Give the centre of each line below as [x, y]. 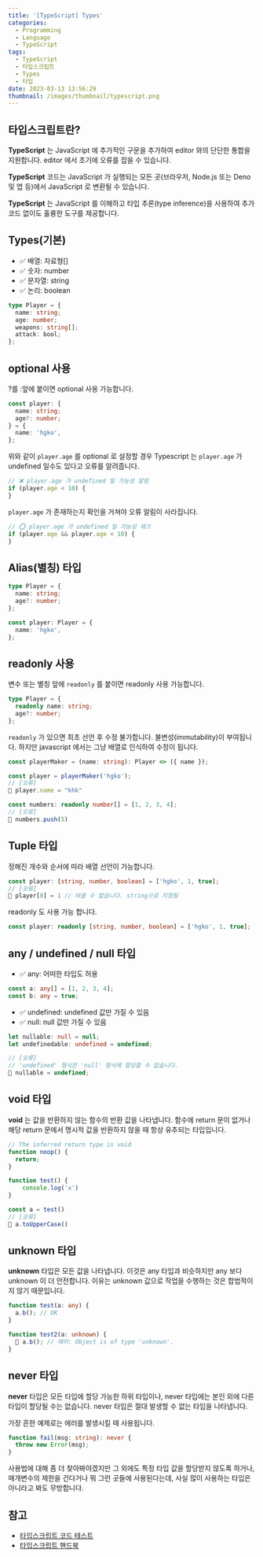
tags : [17, 52]
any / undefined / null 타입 [72, 953]
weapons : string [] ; [47, 327]
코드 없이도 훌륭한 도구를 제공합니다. [64, 213]
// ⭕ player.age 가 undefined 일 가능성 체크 [80, 527]
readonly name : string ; [54, 706]
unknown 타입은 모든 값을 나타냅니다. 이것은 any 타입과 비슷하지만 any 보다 [125, 1271]
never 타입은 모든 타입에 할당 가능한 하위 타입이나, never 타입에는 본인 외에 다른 [131, 1396]
